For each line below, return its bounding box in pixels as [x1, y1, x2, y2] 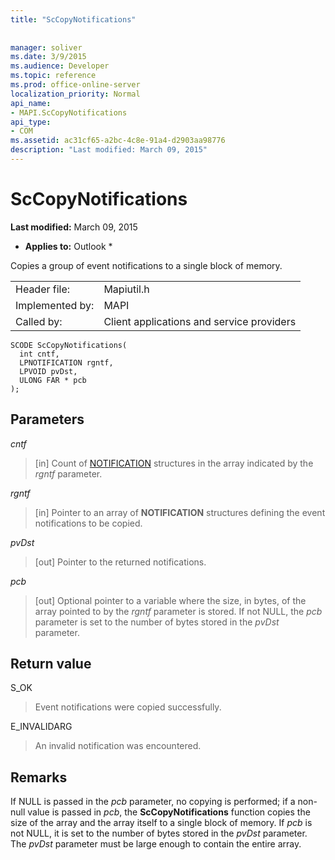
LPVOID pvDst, [19, 366, 78, 376]
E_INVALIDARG [10, 721, 73, 733]
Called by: [15, 314, 63, 328]
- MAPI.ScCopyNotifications [10, 107, 128, 118]
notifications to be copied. [34, 517, 143, 529]
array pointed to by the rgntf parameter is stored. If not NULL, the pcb [34, 605, 323, 617]
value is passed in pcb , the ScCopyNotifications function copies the [27, 806, 311, 818]
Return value [10, 656, 92, 673]
